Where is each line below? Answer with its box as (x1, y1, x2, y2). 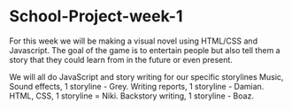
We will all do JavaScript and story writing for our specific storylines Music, (9, 71, 284, 82)
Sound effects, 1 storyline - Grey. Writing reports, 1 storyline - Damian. (9, 81, 265, 91)
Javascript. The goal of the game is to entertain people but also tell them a (9, 44, 280, 55)
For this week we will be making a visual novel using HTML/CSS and (9, 35, 258, 46)
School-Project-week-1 (9, 6, 183, 27)
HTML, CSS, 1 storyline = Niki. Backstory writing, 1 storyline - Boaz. (9, 90, 255, 101)
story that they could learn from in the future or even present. (9, 54, 233, 65)
